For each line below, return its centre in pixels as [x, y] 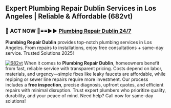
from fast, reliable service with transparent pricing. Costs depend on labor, [84, 68]
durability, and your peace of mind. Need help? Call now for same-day [79, 95]
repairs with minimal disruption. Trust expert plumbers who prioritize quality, [86, 90]
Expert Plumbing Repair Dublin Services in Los [81, 8]
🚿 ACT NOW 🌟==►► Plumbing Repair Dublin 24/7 [68, 31]
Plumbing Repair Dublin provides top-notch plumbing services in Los [79, 42]
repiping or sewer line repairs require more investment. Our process [77, 79]
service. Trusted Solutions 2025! [40, 53]
